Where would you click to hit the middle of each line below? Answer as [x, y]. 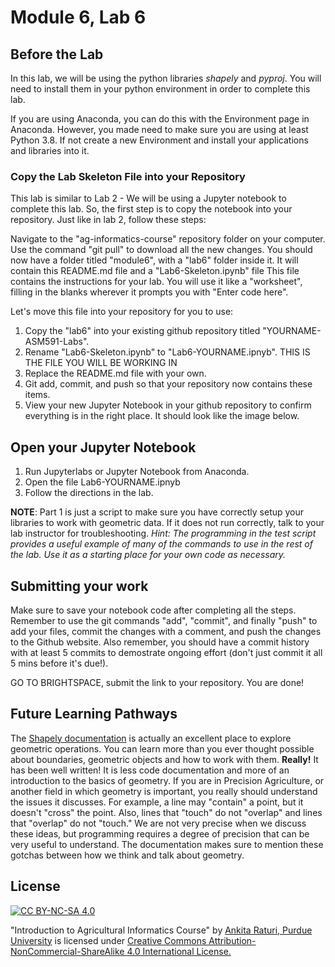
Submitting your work [79, 586]
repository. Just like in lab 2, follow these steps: [108, 220]
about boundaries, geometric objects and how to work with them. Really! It [164, 759]
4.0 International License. [179, 951]
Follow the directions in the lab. [89, 493]
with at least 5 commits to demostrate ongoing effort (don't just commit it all [166, 652]
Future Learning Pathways [94, 714]
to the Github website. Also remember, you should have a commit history [160, 642]
